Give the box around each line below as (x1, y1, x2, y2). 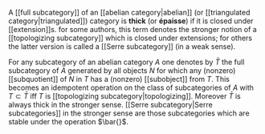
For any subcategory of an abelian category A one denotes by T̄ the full (8, 57, 245, 67)
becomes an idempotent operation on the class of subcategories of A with (8, 83, 255, 92)
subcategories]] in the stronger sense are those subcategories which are (8, 108, 251, 118)
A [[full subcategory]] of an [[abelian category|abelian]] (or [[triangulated (8, 8, 251, 17)
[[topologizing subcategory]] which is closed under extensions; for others (8, 33, 253, 43)
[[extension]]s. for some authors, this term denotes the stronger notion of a (8, 25, 257, 34)
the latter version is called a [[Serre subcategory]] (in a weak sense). (8, 42, 236, 51)
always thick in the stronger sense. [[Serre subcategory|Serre (8, 100, 213, 109)
